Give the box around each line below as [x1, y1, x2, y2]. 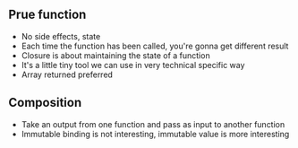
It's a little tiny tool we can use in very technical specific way [21, 59, 245, 70]
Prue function [8, 7, 87, 22]
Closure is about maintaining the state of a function [21, 49, 211, 61]
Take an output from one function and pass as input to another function [21, 118, 285, 129]
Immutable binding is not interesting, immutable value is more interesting [21, 128, 290, 139]
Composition [8, 95, 82, 110]
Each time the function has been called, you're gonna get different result [21, 40, 289, 51]
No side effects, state [21, 30, 101, 41]
